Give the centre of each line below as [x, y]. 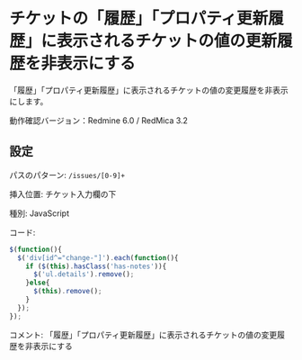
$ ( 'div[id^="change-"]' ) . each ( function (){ [98, 257]
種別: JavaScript [40, 213]
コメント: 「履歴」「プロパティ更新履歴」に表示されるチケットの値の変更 [143, 335]
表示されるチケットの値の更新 [167, 41]
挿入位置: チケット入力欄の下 [63, 193]
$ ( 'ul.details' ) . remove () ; [84, 274]
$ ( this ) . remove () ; [67, 292]
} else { [38, 283]
